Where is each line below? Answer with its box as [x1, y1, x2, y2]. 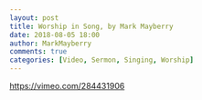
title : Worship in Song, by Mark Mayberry [9, 22, 174, 31]
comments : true [9, 47, 68, 56]
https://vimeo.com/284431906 [9, 81, 125, 91]
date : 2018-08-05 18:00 [9, 30, 101, 39]
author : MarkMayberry [9, 38, 92, 48]
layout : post [9, 13, 59, 23]
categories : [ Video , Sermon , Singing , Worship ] [9, 55, 195, 65]
